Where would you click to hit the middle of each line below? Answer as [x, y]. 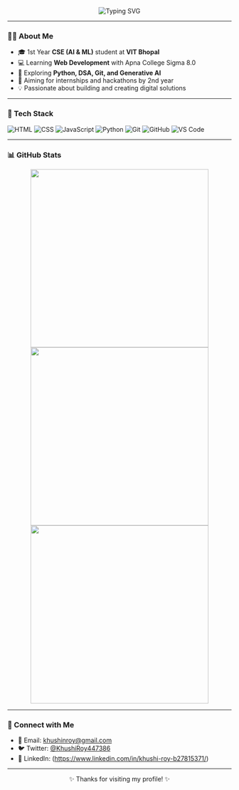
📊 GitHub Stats [34, 155]
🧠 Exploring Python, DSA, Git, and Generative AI [89, 73]
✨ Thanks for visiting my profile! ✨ [119, 779]
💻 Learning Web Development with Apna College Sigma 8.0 [107, 63]
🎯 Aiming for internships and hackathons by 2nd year [96, 80]
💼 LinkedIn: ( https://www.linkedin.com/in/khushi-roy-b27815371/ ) [113, 759]
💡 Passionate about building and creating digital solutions [102, 88]
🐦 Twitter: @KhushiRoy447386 [64, 749]
